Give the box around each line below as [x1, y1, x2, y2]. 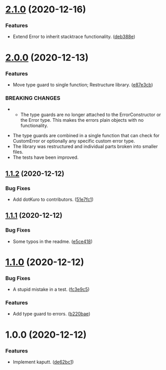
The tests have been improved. [12, 154, 79, 160]
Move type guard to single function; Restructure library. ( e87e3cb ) [12, 81, 153, 88]
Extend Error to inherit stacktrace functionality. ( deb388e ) [12, 33, 136, 40]
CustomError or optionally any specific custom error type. [12, 138, 135, 144]
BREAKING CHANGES [5, 94, 61, 101]
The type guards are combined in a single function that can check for [12, 133, 160, 139]
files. [12, 149, 24, 155]
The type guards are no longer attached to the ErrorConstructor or [20, 112, 161, 118]
